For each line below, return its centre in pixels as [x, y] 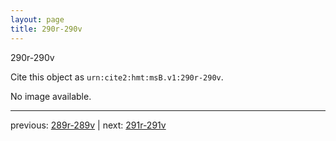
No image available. [51, 96]
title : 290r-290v [46, 29]
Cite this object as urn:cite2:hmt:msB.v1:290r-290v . [117, 77]
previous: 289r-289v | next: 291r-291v [88, 125]
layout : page [37, 19]
